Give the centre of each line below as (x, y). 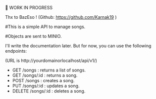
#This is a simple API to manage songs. (45, 27)
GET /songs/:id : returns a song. (45, 75)
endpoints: (16, 51)
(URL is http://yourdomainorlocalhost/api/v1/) (51, 61)
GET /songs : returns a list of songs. (49, 70)
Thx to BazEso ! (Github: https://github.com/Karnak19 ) (61, 17)
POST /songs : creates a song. (43, 81)
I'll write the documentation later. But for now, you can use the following (78, 46)
